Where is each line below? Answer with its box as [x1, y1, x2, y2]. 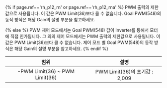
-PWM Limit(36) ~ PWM [17, 68, 75, 75]
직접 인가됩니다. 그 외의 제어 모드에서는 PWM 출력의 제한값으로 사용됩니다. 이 [10, 34, 161, 39]
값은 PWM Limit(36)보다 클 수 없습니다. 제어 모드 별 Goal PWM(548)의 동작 [5, 40, 153, 45]
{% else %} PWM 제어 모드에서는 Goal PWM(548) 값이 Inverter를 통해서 [5, 27, 149, 33]
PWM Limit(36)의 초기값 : [95, 68, 153, 75]
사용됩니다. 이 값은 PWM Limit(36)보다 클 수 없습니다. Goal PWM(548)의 [18, 10, 162, 16]
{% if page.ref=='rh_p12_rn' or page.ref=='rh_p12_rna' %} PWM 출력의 [5, 4, 150, 10]
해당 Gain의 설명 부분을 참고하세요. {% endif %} [14, 46, 108, 51]
